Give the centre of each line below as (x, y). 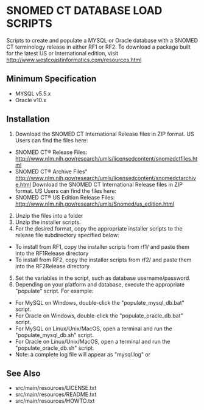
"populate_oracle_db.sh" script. (55, 348)
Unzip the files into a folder (49, 215)
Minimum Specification (51, 79)
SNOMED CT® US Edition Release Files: (65, 197)
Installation (28, 119)
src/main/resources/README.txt (56, 394)
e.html (23, 184)
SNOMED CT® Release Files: (51, 152)
